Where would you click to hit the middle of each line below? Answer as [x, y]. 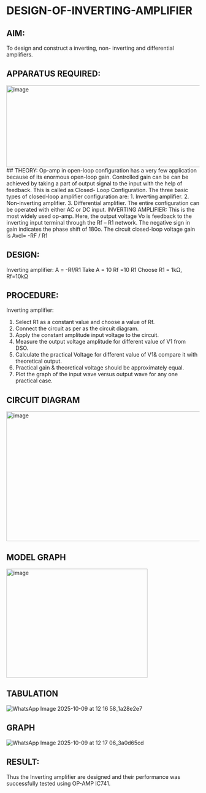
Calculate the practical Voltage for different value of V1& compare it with [106, 355]
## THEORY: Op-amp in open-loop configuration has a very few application [102, 170]
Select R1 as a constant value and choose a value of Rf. [85, 322]
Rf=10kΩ [17, 276]
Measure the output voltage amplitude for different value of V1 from [100, 342]
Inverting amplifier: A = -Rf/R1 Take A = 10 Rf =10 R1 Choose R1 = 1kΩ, [94, 269]
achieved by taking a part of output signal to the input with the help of [94, 183]
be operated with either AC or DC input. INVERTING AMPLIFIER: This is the [101, 209]
